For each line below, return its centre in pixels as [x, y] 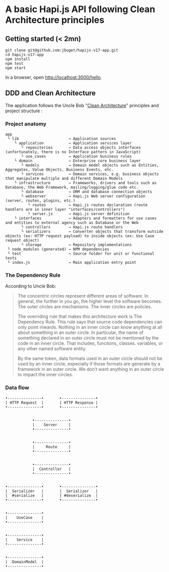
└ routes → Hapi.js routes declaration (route [88, 205]
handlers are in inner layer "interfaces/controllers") [65, 210]
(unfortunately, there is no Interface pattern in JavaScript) [73, 152]
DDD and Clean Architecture [50, 93]
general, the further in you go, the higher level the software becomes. [90, 301]
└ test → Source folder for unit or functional [81, 254]
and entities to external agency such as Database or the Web [72, 223]
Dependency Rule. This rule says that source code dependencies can [90, 322]
